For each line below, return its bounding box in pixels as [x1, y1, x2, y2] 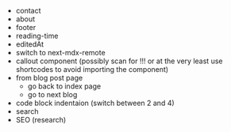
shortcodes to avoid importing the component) [15, 65, 169, 74]
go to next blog [27, 90, 78, 99]
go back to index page [27, 81, 102, 91]
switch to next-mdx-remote [15, 48, 106, 57]
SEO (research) [15, 115, 67, 124]
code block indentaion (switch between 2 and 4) [15, 98, 175, 107]
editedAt [15, 40, 44, 49]
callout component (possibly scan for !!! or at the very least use [15, 56, 223, 66]
